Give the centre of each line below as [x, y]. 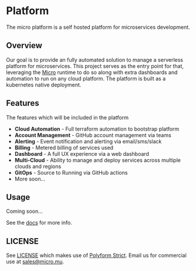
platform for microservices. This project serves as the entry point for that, [95, 66]
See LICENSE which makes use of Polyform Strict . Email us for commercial [96, 255]
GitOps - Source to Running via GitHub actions [71, 172]
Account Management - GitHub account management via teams [93, 135]
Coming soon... [24, 211]
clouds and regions [38, 166]
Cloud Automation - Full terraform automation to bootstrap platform [97, 129]
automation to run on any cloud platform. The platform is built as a [86, 78]
